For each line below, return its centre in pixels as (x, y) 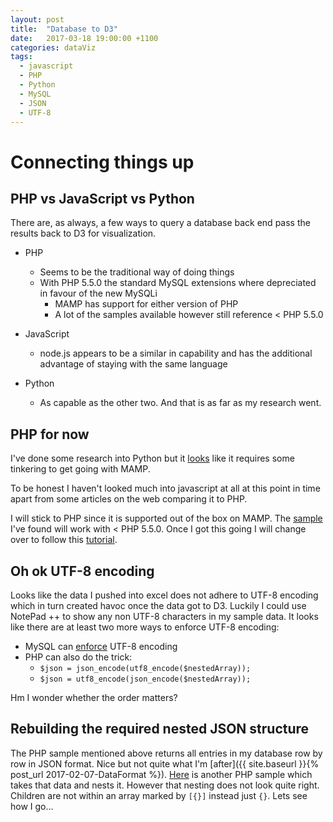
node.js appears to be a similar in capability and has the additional (176, 353)
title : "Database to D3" (64, 29)
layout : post (37, 19)
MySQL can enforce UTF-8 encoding (101, 646)
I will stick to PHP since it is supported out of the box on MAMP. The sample (166, 518)
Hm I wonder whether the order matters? (94, 697)
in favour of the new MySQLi (98, 293)
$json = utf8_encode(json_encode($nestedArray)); (145, 679)
